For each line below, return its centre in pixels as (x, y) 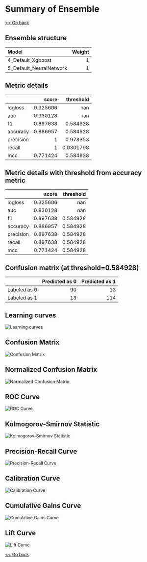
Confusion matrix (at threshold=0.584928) (72, 268)
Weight (81, 51)
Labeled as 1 (23, 298)
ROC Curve (23, 397)
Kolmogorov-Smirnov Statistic (52, 424)
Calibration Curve (33, 478)
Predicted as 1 (98, 281)
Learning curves (31, 315)
